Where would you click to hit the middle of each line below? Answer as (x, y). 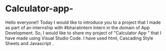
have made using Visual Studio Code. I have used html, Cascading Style (79, 38)
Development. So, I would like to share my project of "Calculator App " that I (83, 33)
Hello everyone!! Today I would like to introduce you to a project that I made (83, 22)
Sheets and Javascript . (29, 43)
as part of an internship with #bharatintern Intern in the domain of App (77, 27)
